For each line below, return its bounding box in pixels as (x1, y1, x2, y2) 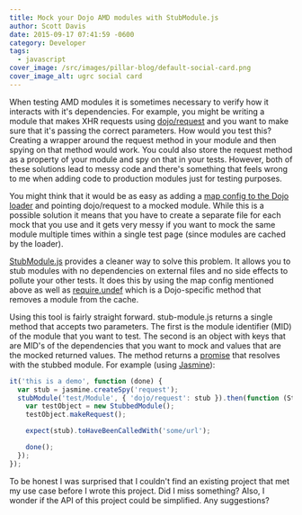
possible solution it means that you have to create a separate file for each (9, 209, 281, 221)
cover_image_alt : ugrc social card (9, 72, 143, 81)
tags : (9, 47, 30, 56)
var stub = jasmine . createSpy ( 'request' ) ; (17, 384, 179, 394)
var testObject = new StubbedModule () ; (25, 402, 175, 411)
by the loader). (9, 238, 64, 248)
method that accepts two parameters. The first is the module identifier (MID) (9, 321, 292, 331)
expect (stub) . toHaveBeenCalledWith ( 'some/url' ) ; (25, 427, 211, 436)
